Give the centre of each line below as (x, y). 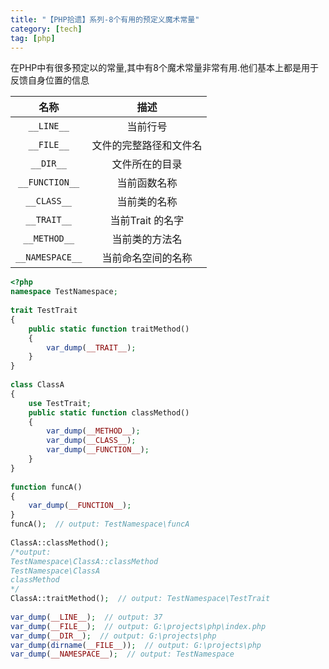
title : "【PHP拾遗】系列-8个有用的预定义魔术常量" (105, 19)
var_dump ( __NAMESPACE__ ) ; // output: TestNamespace (122, 654)
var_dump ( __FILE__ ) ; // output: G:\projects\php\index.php (138, 626)
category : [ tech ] (46, 29)
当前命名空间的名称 (147, 258)
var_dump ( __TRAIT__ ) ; (91, 347)
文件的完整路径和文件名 (147, 146)
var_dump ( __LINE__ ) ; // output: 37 (86, 617)
